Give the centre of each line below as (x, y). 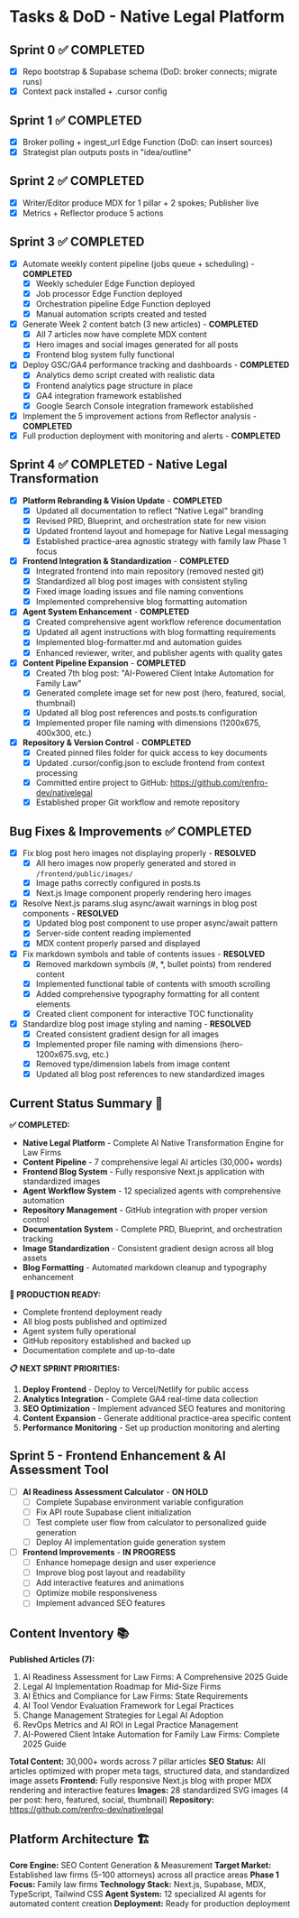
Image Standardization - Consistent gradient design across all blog (148, 1248)
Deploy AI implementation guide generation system (131, 1542)
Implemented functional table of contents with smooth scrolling (153, 983)
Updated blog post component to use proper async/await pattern (157, 923)
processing (57, 773)
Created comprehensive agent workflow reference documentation (159, 622)
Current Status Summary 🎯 (86, 1103)
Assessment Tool (59, 1470)
